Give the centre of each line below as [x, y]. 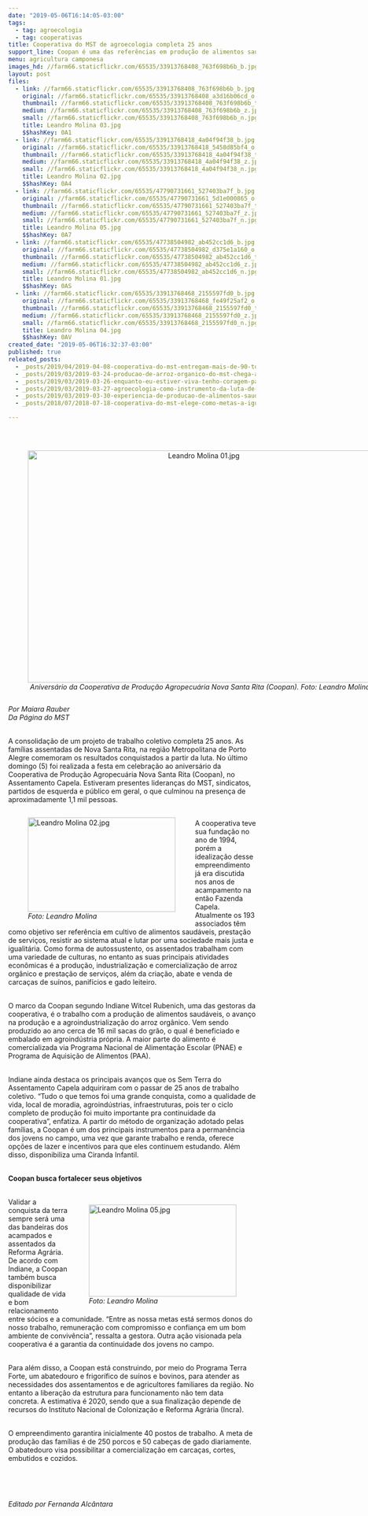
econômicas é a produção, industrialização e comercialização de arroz [123, 965]
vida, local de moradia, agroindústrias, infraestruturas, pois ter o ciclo [121, 1104]
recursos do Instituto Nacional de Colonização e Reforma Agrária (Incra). [126, 1409]
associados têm [221, 923]
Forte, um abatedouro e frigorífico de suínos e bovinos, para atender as [124, 1376]
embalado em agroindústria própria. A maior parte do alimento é [112, 1039]
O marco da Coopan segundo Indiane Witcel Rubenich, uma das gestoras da [132, 1006]
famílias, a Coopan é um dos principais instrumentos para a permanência [127, 1130]
